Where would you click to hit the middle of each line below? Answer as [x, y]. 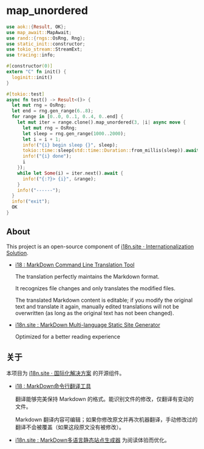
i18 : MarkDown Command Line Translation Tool [75, 265]
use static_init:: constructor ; [46, 44]
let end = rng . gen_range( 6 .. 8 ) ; [53, 111]
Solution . [17, 252]
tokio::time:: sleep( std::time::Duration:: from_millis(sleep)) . [104, 151]
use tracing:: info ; [31, 55]
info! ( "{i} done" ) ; [47, 156]
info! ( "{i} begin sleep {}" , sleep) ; [70, 145]
